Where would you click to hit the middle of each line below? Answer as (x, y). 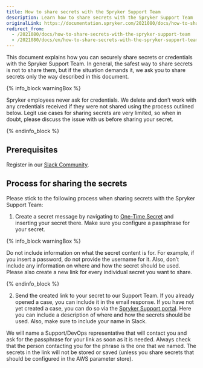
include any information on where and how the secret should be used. (93, 265)
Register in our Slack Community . (48, 165)
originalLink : (24, 23)
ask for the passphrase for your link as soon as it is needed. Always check (99, 339)
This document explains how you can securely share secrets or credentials (99, 57)
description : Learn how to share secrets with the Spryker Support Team (100, 18)
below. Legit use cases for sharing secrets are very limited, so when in (94, 113)
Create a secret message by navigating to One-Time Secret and (94, 216)
